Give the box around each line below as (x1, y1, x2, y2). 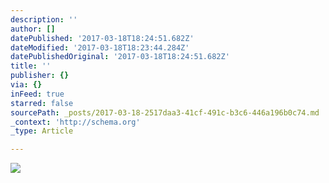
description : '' (10, 14, 78, 25)
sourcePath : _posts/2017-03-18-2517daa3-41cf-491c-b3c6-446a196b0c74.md (10, 107, 320, 118)
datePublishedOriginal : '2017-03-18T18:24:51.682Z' (10, 52, 230, 62)
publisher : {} (10, 71, 70, 81)
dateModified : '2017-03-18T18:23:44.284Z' (10, 42, 190, 53)
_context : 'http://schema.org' (10, 117, 141, 127)
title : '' (10, 61, 52, 71)
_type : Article (10, 126, 74, 136)
